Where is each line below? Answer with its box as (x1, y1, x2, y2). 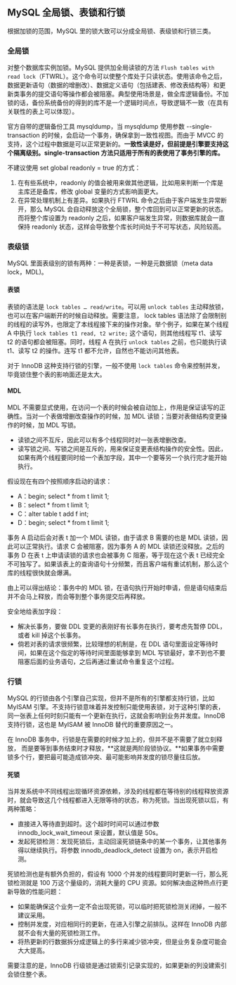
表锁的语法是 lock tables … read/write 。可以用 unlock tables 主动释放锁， (7, 302, 228, 311)
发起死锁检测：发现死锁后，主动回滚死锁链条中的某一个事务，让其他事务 (17, 837, 227, 846)
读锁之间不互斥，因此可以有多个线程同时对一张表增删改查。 (17, 436, 190, 444)
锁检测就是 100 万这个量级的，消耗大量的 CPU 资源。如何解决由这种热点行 (7, 879, 223, 887)
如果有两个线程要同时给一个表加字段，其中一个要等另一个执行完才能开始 (17, 453, 227, 462)
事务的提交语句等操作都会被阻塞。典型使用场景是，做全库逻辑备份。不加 (19, 90, 229, 99)
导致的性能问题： (13, 887, 63, 896)
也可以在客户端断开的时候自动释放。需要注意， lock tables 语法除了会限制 (7, 311, 221, 319)
